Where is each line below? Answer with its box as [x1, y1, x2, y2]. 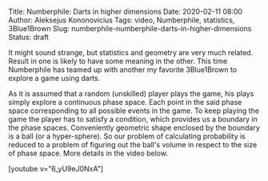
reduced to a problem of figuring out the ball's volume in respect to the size [8, 140, 258, 149]
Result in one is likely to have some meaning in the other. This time [8, 56, 228, 66]
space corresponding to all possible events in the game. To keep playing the [8, 106, 260, 115]
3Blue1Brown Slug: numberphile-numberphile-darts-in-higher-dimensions [8, 24, 252, 33]
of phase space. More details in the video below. [8, 148, 168, 158]
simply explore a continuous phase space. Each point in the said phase [8, 98, 242, 107]
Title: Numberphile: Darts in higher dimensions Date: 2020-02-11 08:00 [8, 7, 242, 16]
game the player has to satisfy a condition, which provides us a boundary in [8, 115, 258, 123]
